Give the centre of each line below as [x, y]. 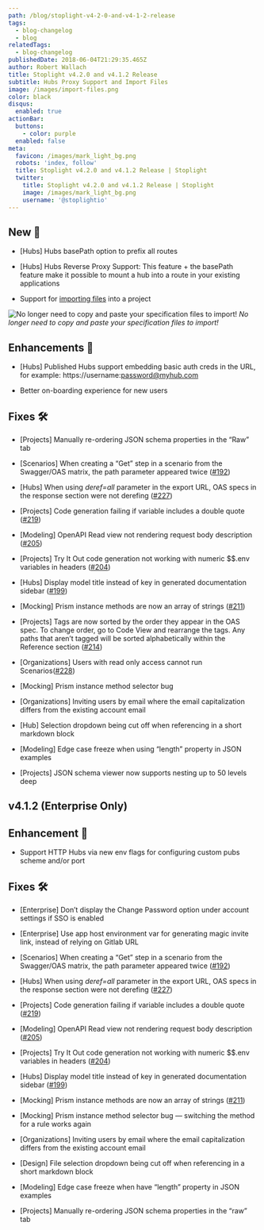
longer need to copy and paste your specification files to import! [114, 323]
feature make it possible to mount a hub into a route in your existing [130, 275]
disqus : [21, 104]
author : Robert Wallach [48, 67]
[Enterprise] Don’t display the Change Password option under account [134, 909]
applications [40, 283]
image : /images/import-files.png [63, 89]
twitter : [30, 178]
